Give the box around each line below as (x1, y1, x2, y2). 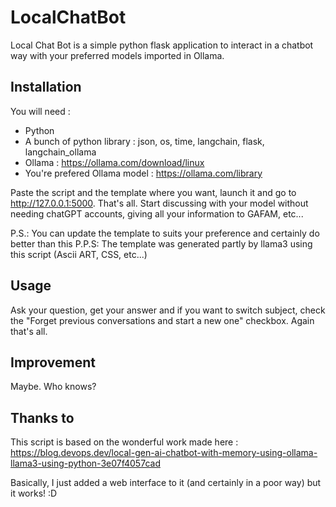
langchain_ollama (24, 146, 97, 158)
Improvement (10, 354, 96, 371)
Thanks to (10, 409, 75, 426)
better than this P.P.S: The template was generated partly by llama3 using (10, 237, 313, 250)
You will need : (10, 105, 71, 117)
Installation (10, 79, 82, 96)
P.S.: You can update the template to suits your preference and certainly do (10, 227, 320, 239)
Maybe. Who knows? (10, 381, 97, 393)
